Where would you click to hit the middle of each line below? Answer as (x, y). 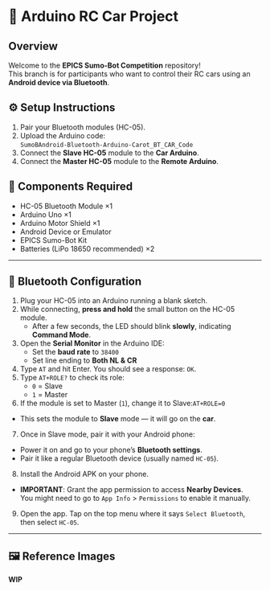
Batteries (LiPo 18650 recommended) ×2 (87, 248)
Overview (33, 46)
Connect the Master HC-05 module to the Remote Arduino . (119, 161)
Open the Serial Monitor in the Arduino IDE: (92, 343)
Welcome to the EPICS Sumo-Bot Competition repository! (104, 65)
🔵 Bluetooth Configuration (75, 282)
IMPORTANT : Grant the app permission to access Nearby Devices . (131, 490)
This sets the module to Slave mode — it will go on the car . (118, 419)
